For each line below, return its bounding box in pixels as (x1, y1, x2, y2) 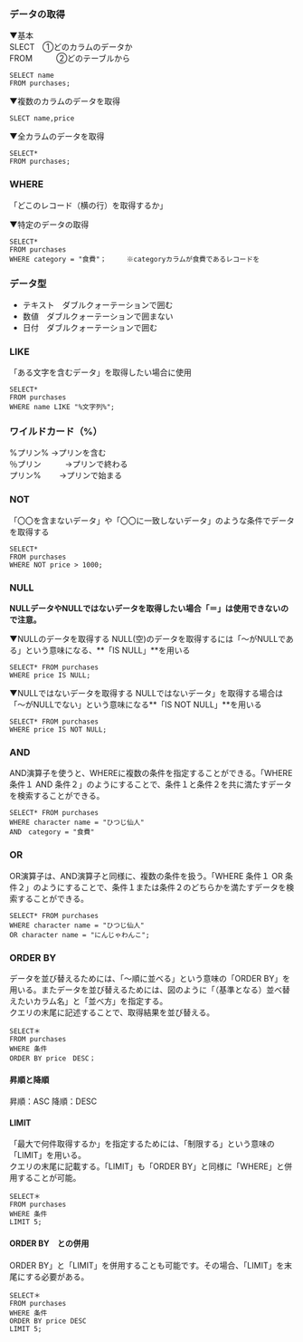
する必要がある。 (25, 1270, 90, 1282)
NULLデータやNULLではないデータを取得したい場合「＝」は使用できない (9, 603, 281, 614)
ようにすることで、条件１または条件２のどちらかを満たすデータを (40, 881, 287, 893)
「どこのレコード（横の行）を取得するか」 (9, 199, 168, 210)
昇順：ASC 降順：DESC (9, 1096, 98, 1107)
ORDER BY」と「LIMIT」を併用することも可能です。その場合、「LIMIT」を (9, 1260, 285, 1270)
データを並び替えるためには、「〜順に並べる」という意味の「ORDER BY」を (9, 973, 291, 983)
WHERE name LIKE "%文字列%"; (9, 403, 116, 412)
